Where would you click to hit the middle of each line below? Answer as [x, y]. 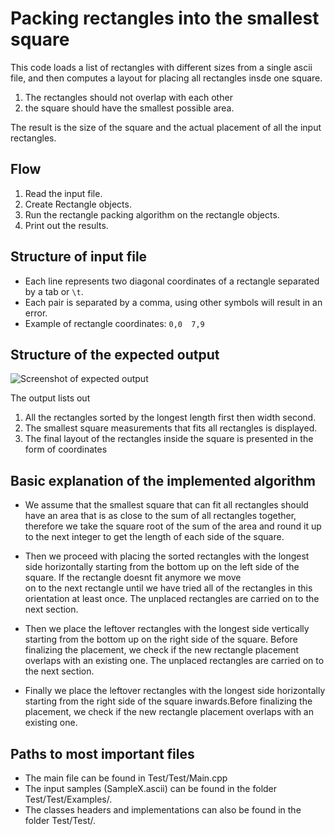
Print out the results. [66, 225]
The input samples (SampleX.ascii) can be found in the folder [151, 788]
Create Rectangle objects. [78, 204]
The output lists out [50, 398]
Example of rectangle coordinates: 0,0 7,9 [114, 323]
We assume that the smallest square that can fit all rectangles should [166, 505]
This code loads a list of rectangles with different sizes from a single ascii [161, 67]
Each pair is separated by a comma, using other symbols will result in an [173, 302]
